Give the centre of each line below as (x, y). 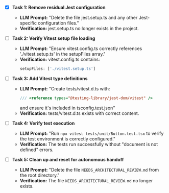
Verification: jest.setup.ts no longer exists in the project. (79, 29)
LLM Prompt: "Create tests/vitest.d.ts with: (65, 89)
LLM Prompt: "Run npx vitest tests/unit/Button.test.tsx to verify (92, 133)
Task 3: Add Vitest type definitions (50, 78)
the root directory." (40, 175)
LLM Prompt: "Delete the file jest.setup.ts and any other (79, 18)
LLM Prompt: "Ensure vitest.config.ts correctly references (81, 49)
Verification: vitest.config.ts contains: (60, 59)
